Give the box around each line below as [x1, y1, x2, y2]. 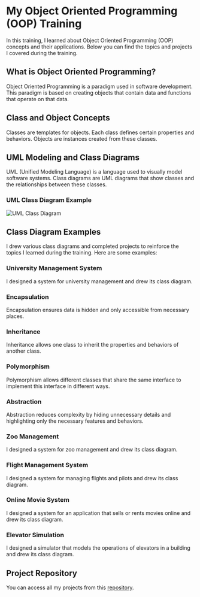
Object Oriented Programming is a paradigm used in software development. [6, 83, 193, 90]
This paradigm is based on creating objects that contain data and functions [6, 89, 192, 96]
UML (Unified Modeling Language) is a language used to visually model [6, 168, 183, 175]
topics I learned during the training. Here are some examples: [6, 249, 157, 256]
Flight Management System [6, 461, 89, 469]
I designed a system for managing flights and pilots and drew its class [6, 474, 178, 481]
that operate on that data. [6, 95, 69, 102]
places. [6, 313, 25, 320]
